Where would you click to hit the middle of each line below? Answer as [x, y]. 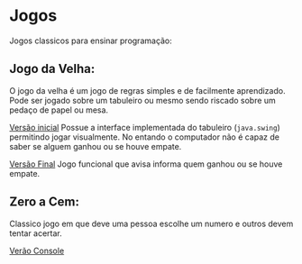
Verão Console [37, 250]
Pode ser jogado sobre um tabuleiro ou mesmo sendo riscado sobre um [143, 100]
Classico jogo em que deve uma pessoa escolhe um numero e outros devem [151, 223]
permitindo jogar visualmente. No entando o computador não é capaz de [144, 137]
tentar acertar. [36, 233]
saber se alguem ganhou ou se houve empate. [96, 146]
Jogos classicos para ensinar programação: [91, 41]
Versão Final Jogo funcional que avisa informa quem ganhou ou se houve [146, 164]
